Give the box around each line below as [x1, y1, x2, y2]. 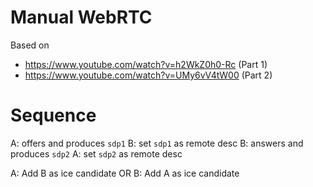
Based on [10, 39, 50, 51]
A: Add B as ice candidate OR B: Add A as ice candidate [10, 167, 240, 179]
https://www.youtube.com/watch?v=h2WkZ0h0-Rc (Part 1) [24, 58, 268, 70]
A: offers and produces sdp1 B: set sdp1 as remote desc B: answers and [10, 137, 304, 149]
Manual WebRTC [10, 6, 153, 29]
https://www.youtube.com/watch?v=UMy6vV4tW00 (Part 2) [24, 69, 273, 81]
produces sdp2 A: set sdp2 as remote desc [10, 147, 183, 160]
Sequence [10, 104, 97, 127]
